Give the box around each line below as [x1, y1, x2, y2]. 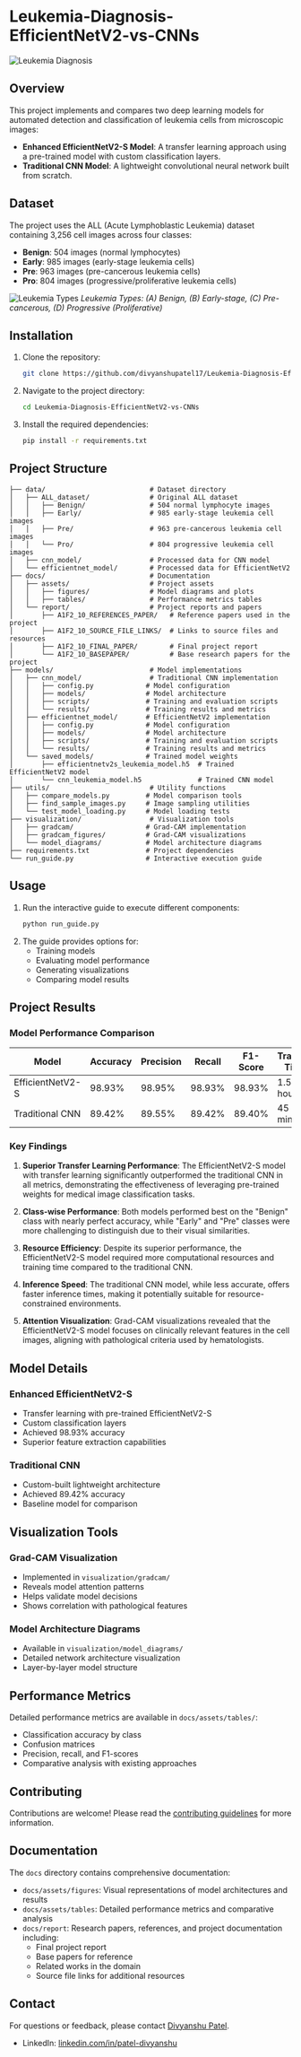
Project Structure [9, 461, 107, 476]
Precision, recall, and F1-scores [21, 1748, 139, 1759]
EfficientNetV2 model [9, 767, 90, 777]
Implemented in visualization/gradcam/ [21, 1572, 170, 1582]
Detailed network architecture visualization [21, 1652, 181, 1663]
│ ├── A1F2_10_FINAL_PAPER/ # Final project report [9, 641, 258, 651]
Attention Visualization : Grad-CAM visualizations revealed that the [21, 1316, 271, 1327]
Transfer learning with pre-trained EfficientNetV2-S [21, 1408, 212, 1419]
